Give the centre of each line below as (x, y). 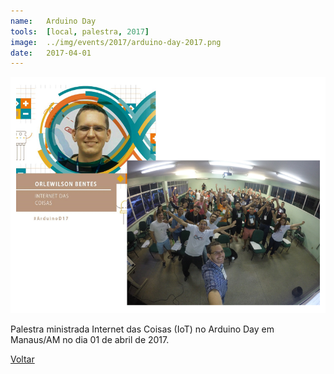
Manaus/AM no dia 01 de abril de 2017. (90, 340)
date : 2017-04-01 (51, 53)
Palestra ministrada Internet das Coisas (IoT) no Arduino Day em (142, 329)
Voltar (22, 359)
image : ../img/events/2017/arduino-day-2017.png (116, 42)
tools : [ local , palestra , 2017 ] (80, 31)
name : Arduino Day (53, 21)
